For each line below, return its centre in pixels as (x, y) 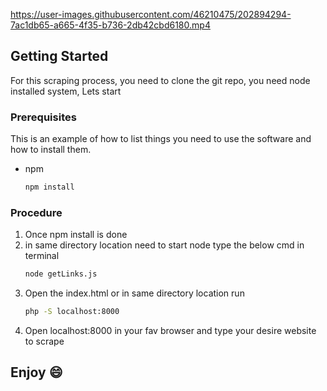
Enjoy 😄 (36, 372)
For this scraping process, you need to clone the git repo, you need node (160, 80)
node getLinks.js (61, 274)
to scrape (44, 341)
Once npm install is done (76, 235)
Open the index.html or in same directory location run (134, 293)
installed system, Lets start (66, 91)
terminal (42, 256)
